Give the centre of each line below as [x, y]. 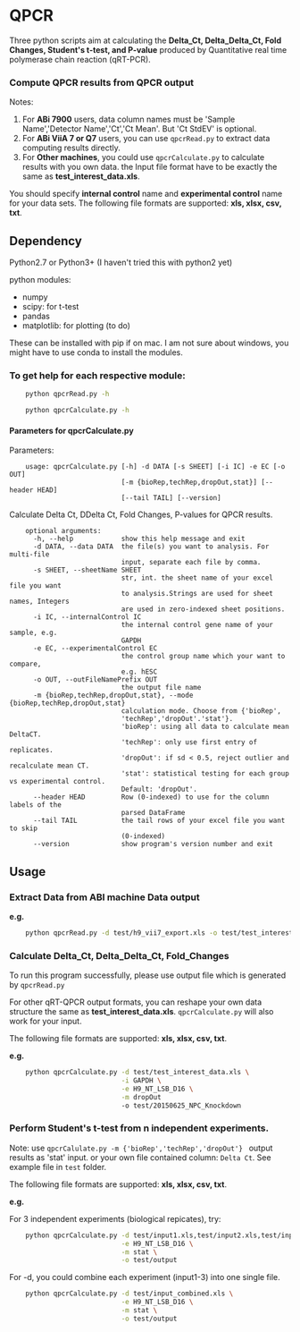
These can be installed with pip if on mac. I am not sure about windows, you [149, 343]
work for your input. [46, 1022]
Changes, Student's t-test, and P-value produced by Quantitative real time [148, 49]
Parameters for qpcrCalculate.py [71, 430]
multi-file [29, 555]
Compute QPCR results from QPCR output [102, 82]
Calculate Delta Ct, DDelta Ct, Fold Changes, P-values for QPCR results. [141, 514]
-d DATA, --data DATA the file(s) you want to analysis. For [151, 547]
